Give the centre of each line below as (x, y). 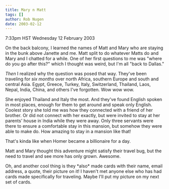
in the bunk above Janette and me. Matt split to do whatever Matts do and (82, 53)
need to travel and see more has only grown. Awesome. (63, 156)
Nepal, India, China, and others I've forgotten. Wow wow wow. (70, 90)
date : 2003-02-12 (23, 24)
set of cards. (18, 182)
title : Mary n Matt (26, 10)
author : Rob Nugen (24, 19)
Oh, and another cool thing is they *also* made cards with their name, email (84, 166)
